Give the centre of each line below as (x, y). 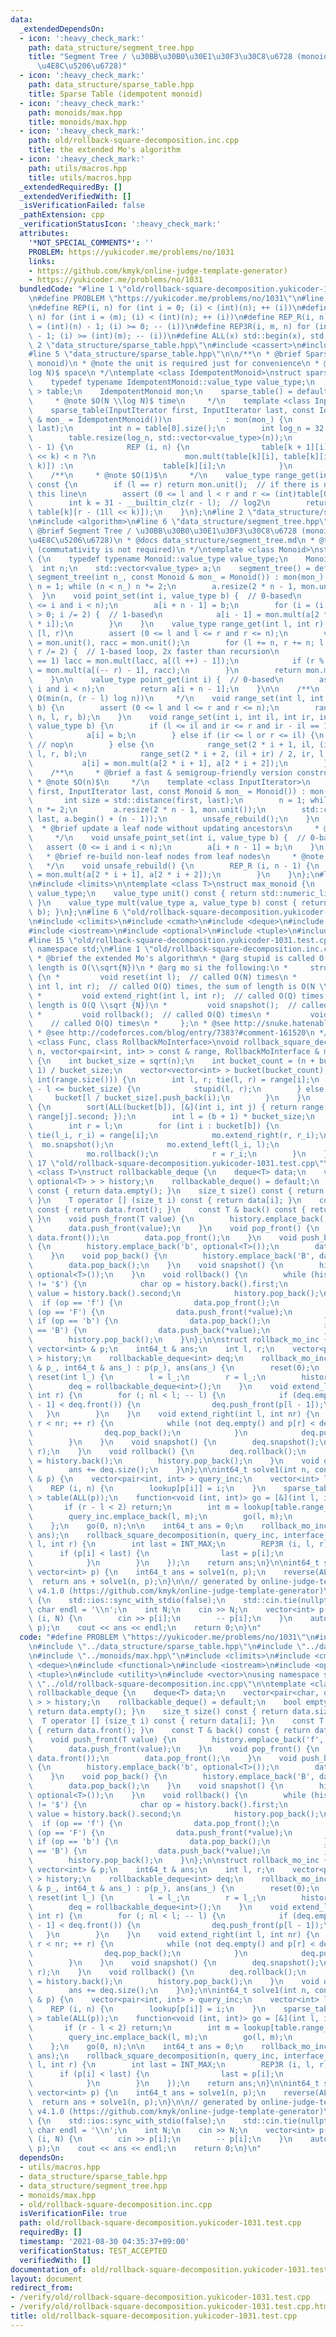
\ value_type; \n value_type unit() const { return (142, 894)
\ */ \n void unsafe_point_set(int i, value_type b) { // (167, 837)
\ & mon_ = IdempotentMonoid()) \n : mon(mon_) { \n (160, 419)
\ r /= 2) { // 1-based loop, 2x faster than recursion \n (154, 652)
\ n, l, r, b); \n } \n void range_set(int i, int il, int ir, (171, 717)
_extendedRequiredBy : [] (71, 187)
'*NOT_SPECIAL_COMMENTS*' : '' (91, 242)
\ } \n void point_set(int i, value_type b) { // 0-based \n (165, 596)
